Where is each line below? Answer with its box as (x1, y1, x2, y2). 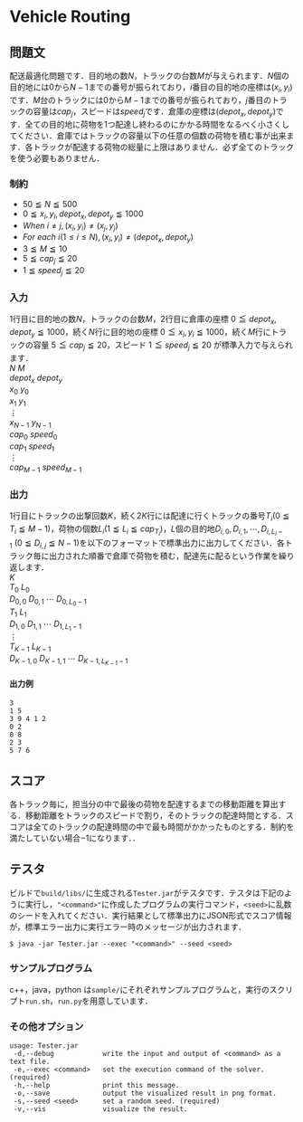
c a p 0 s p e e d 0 (9, 428, 58, 442)
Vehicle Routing (9, 6, 131, 27)
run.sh (25, 997, 50, 1006)
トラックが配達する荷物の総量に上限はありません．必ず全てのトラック (33, 141, 295, 152)
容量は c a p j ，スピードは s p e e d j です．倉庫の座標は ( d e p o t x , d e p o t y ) (33, 106, 277, 119)
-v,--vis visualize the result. (13, 1105, 188, 1114)
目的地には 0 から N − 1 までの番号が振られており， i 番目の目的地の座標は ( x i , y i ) (9, 81, 293, 94)
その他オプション (9, 1020, 84, 1032)
